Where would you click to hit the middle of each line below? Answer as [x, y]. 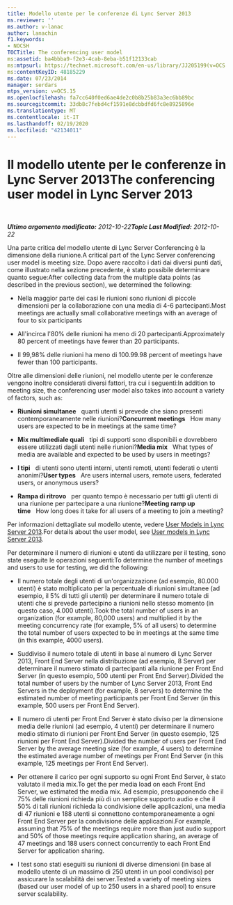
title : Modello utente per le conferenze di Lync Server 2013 [99, 14]
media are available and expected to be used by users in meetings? [114, 455]
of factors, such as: [35, 398]
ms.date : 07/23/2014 [37, 78]
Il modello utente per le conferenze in [117, 165]
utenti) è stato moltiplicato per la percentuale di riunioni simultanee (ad [119, 588]
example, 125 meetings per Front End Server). [83, 764]
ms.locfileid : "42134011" [45, 130]
